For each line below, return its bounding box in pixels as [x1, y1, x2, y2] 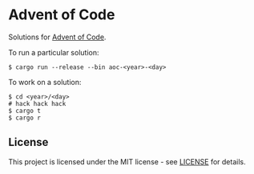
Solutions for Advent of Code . [8, 32, 107, 42]
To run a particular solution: [8, 47, 99, 57]
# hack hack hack [8, 99, 67, 107]
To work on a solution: [8, 77, 82, 87]
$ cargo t [8, 107, 42, 115]
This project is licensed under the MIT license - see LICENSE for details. [8, 156, 246, 166]
